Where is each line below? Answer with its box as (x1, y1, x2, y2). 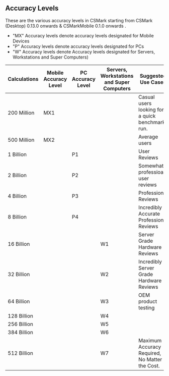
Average (138, 133, 158, 140)
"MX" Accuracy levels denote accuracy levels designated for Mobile (12, 32, 154, 38)
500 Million (8, 136, 35, 143)
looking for (138, 106, 164, 113)
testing (138, 304, 155, 311)
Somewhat (138, 162, 164, 169)
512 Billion (8, 349, 34, 356)
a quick (138, 112, 156, 119)
